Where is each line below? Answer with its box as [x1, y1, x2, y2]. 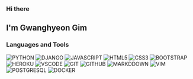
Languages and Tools [6, 41, 69, 49]
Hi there [6, 5, 30, 13]
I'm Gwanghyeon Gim [6, 23, 88, 33]
